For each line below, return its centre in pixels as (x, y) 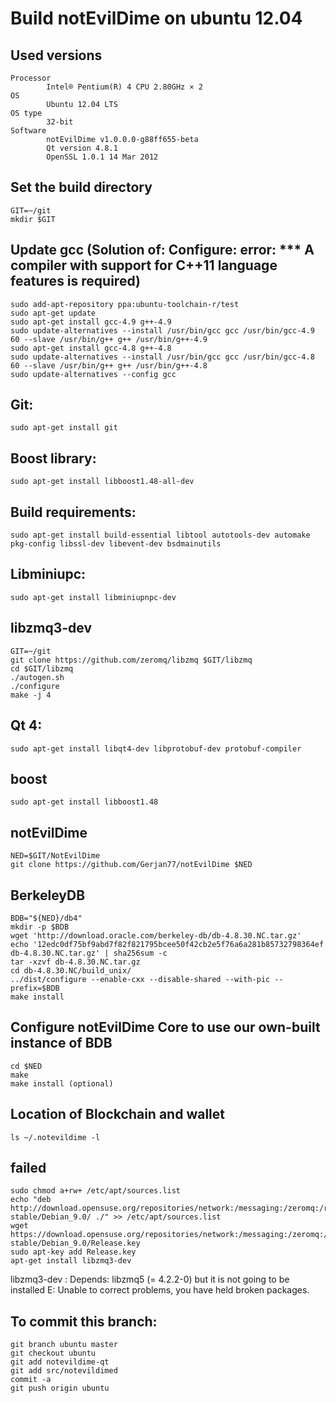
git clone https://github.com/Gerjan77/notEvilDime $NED (131, 865)
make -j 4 (31, 695)
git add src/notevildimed (64, 1371)
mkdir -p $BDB (40, 927)
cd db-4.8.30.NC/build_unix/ (71, 970)
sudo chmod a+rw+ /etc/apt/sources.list (96, 1191)
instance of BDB (61, 1043)
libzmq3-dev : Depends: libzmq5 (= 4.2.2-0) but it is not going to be (150, 1279)
